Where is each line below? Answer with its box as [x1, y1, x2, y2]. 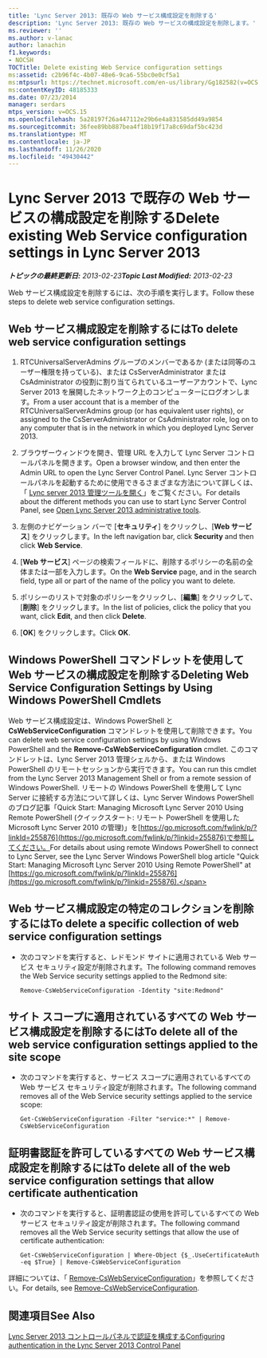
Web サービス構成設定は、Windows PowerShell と [8, 715, 174, 726]
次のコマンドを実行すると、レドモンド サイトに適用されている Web [19, 952, 241, 962]
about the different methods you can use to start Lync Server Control [19, 497, 247, 506]
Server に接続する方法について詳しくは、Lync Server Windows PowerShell [8, 793, 254, 802]
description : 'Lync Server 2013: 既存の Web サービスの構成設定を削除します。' [8, 19, 257, 27]
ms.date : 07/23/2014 [8, 93, 77, 101]
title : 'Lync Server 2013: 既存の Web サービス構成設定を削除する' [8, 11, 218, 20]
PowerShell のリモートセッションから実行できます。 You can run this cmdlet [8, 764, 257, 773]
